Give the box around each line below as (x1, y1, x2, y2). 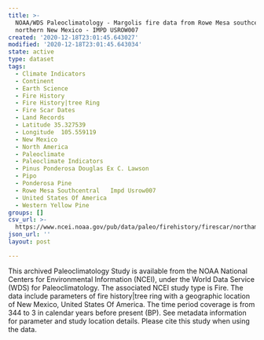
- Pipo (15, 172, 37, 181)
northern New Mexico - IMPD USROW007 (15, 26, 139, 34)
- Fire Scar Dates (15, 107, 76, 115)
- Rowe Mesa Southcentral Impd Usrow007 (15, 186, 156, 195)
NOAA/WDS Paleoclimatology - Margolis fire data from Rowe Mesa (15, 19, 230, 27)
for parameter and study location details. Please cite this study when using (8, 316, 250, 326)
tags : (8, 63, 26, 71)
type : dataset (8, 56, 55, 64)
